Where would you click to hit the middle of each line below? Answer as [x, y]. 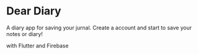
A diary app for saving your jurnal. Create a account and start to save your [99, 28]
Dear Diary [34, 11]
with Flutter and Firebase [37, 46]
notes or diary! [25, 34]
